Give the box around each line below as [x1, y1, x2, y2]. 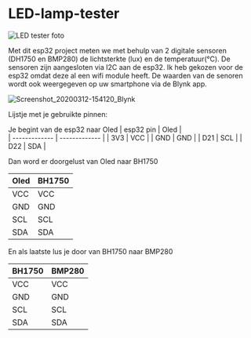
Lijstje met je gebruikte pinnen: [8, 109, 108, 118]
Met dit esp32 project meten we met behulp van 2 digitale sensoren [8, 45, 227, 55]
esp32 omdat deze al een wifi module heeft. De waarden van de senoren [8, 71, 243, 80]
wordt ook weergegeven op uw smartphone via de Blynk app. [8, 79, 208, 89]
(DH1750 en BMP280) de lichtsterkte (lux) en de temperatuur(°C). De [8, 54, 231, 64]
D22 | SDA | [8, 141, 46, 151]
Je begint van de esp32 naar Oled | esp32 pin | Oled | [8, 125, 182, 134]
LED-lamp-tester [8, 5, 120, 23]
